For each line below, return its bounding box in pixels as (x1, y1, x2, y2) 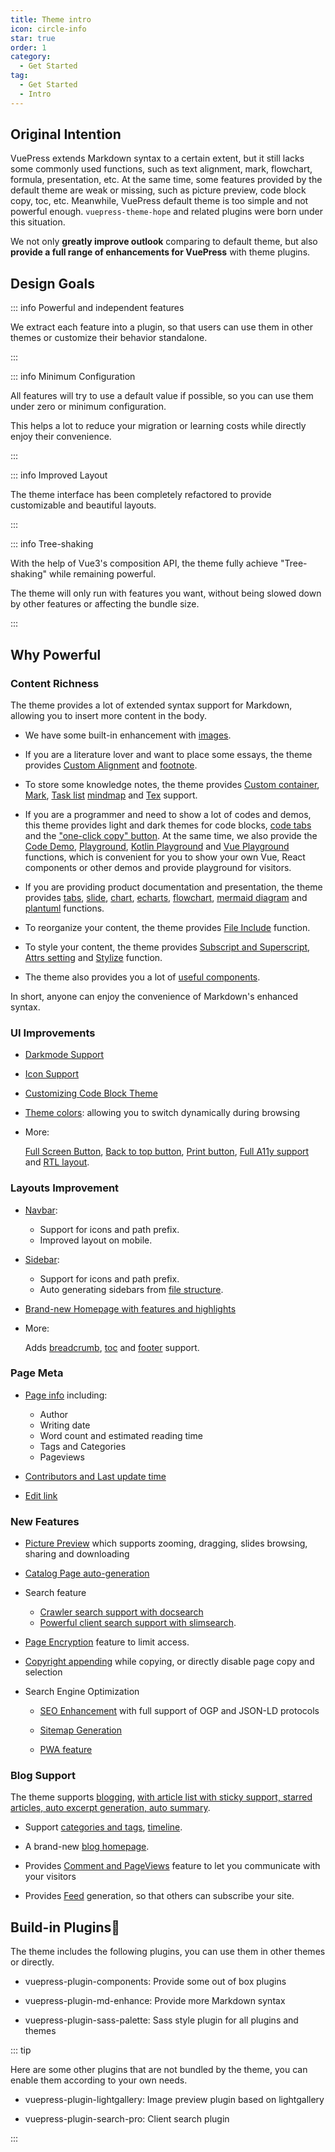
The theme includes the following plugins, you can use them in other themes (10, 1946, 326, 1958)
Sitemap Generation (39, 1724, 123, 1736)
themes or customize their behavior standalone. (10, 332, 208, 344)
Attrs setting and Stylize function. (24, 951, 163, 963)
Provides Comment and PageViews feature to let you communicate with (24, 1860, 321, 1872)
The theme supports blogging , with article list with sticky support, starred (10, 1791, 313, 1803)
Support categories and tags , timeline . (24, 1821, 183, 1833)
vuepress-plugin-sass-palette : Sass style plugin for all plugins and (24, 2014, 299, 2026)
